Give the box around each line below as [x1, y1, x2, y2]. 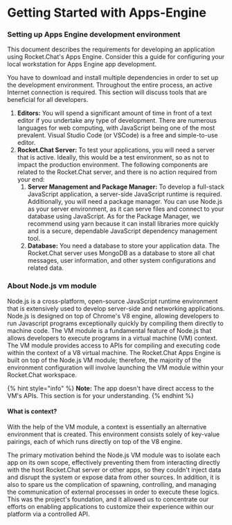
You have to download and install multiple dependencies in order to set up [7, 74, 219, 82]
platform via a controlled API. [7, 510, 90, 518]
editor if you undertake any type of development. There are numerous [17, 117, 217, 125]
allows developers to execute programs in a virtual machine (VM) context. [7, 334, 218, 342]
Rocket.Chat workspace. [7, 370, 78, 379]
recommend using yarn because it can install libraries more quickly [27, 220, 220, 228]
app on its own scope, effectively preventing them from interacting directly [7, 458, 220, 466]
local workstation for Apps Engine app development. [7, 60, 157, 69]
